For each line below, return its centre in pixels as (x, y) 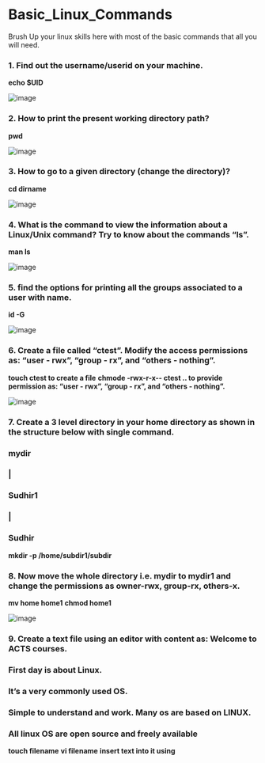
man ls (19, 252)
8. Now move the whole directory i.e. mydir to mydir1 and (120, 575)
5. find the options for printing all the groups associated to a (125, 288)
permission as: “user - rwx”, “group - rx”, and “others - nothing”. (117, 386)
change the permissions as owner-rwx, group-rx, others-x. (124, 586)
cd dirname (27, 188)
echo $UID (26, 83)
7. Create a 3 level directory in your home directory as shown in (132, 422)
